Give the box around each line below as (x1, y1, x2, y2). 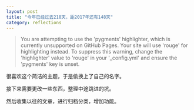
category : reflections (6, 19, 62, 25)
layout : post (6, 8, 38, 15)
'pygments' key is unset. (20, 61, 80, 68)
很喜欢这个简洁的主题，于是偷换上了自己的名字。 (6, 73, 125, 80)
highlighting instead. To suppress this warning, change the (20, 48, 163, 55)
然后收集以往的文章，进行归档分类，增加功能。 (6, 98, 119, 105)
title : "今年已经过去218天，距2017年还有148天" (6, 14, 113, 20)
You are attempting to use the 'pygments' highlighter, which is (20, 36, 170, 43)
